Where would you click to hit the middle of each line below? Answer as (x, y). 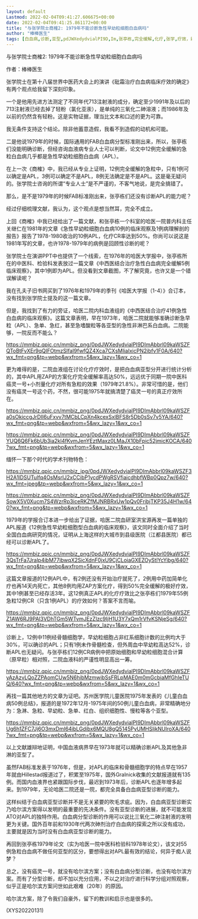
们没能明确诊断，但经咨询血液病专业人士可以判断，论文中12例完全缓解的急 (97, 149)
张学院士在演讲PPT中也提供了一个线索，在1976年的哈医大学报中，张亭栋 (94, 256)
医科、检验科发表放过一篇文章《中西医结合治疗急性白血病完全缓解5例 (106, 263)
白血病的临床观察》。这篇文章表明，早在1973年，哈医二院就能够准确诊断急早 (98, 318)
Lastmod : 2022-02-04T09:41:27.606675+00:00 (60, 17)
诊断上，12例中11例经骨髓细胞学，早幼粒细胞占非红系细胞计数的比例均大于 (96, 637)
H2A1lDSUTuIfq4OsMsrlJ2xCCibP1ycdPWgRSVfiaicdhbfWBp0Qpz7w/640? (97, 477)
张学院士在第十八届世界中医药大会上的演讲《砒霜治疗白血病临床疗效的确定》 (99, 82)
